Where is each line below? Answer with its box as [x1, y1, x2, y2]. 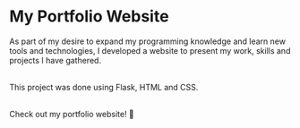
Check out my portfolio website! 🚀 [9, 108, 134, 119]
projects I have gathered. [9, 55, 101, 65]
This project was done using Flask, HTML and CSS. [9, 81, 199, 92]
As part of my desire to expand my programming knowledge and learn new [9, 36, 287, 47]
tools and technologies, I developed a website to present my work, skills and [9, 45, 291, 55]
